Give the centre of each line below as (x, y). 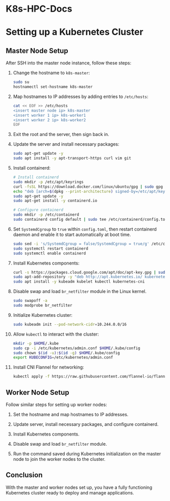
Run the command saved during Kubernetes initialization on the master (87, 454)
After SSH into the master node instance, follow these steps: (69, 63)
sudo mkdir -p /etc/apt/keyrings (48, 182)
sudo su (21, 82)
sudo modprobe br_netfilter (42, 306)
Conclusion (24, 475)
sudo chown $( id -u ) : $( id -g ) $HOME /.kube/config (67, 353)
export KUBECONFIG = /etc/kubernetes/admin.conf (63, 358)
